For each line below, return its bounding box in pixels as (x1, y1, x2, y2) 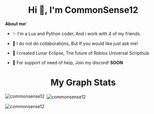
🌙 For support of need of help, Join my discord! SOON (12, 59, 123, 66)
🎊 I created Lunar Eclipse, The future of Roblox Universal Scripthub (12, 50, 150, 56)
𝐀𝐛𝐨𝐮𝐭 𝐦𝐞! (5, 21, 27, 27)
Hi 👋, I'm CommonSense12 (28, 4, 139, 16)
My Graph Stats (50, 77, 116, 88)
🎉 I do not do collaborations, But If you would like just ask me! (12, 40, 138, 46)
